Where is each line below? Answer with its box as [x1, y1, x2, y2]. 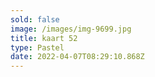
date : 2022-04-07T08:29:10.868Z [10, 52, 145, 62]
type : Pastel [10, 42, 65, 53]
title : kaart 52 [10, 33, 78, 43]
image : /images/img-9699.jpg [10, 24, 132, 34]
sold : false [10, 14, 60, 25]
